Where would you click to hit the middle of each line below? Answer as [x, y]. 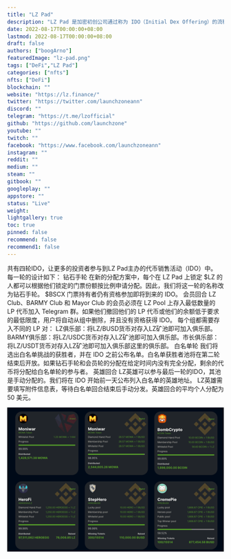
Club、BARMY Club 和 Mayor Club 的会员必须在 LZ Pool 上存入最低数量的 [111, 302]
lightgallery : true [35, 218]
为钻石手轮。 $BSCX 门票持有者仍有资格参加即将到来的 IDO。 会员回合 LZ [112, 294]
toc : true [21, 225]
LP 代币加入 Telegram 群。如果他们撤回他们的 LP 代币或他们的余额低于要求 [113, 311]
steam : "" [21, 175]
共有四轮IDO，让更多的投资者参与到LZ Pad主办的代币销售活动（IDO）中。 [112, 268]
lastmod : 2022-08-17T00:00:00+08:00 [59, 36]
